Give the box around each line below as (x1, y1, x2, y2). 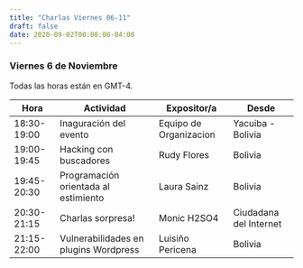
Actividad (83, 101, 126, 114)
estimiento (60, 191, 105, 204)
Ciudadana (233, 206, 280, 218)
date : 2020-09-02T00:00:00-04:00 (9, 30, 135, 39)
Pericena (158, 243, 197, 255)
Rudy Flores (158, 148, 210, 161)
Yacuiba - (233, 116, 276, 129)
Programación (60, 169, 120, 181)
